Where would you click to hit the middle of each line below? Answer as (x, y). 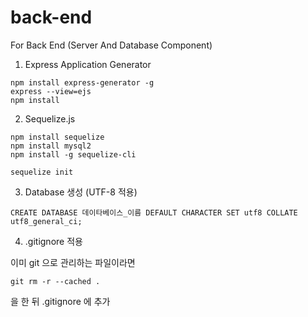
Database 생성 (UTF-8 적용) (81, 192)
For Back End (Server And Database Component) (111, 45)
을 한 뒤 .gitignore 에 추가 (60, 301)
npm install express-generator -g (82, 82)
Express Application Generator (88, 64)
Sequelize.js (50, 118)
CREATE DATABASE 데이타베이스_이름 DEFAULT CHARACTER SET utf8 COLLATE (154, 212)
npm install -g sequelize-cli (73, 154)
